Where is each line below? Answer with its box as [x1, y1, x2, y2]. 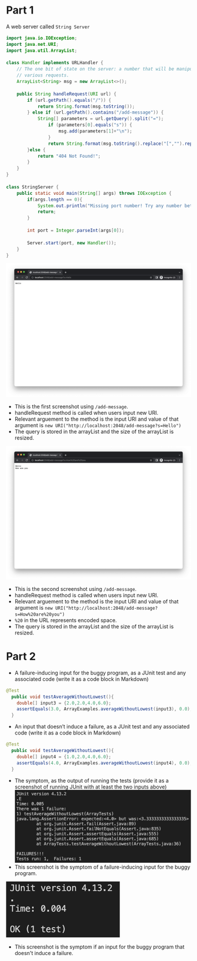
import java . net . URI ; [6, 41, 59, 47]
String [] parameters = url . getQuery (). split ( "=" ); [37, 116, 164, 122]
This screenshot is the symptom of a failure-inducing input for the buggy [14, 863, 191, 871]
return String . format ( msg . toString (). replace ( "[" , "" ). [47, 141, 185, 147]
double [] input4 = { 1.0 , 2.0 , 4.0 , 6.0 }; [16, 754, 111, 760]
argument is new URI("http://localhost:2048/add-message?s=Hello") [14, 421, 182, 428]
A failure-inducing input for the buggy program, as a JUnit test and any [14, 669, 186, 676]
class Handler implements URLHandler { [6, 60, 104, 66]
